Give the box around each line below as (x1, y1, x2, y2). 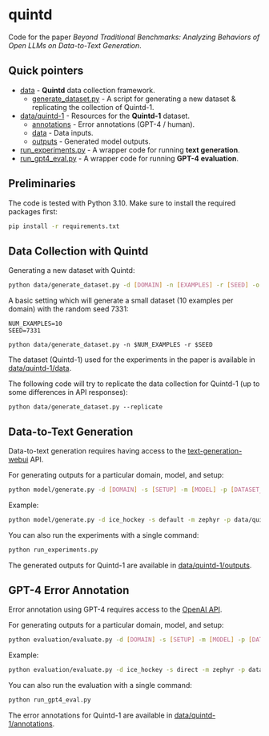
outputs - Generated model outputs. (31, 136, 151, 146)
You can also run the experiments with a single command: (8, 530, 199, 539)
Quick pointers (8, 64, 84, 78)
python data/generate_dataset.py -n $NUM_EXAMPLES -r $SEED (8, 341, 214, 349)
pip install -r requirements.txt (8, 222, 120, 230)
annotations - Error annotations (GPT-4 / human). (31, 119, 195, 129)
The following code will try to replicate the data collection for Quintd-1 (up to (8, 379, 260, 388)
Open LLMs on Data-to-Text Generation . (8, 40, 142, 50)
